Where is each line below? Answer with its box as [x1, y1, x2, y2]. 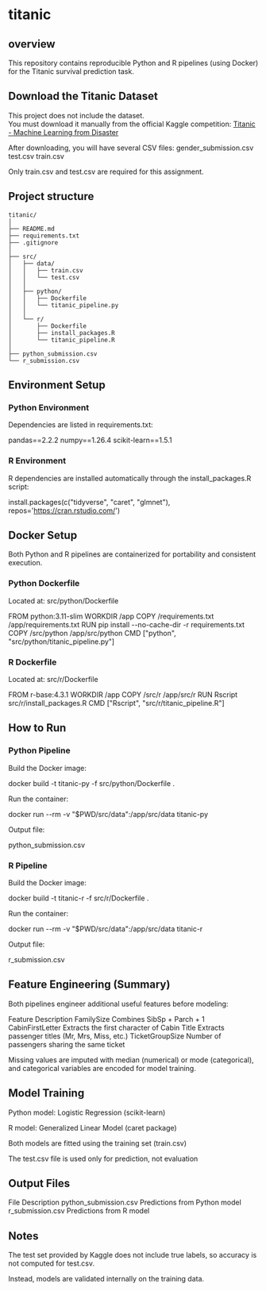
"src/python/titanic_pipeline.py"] [8, 637, 115, 646]
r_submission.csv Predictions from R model [8, 1206, 150, 1216]
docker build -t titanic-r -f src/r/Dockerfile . [8, 893, 149, 903]
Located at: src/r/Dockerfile [8, 675, 98, 684]
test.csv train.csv [8, 151, 65, 160]
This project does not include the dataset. [8, 110, 145, 120]
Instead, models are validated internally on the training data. [8, 1274, 205, 1284]
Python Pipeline [8, 745, 71, 756]
